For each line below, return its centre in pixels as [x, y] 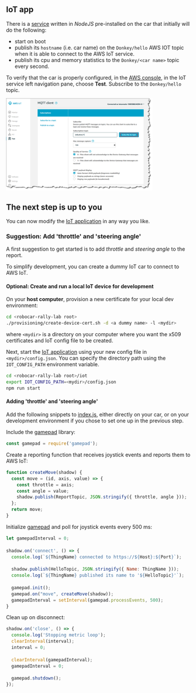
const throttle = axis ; [46, 485]
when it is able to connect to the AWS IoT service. [74, 54]
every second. [32, 66]
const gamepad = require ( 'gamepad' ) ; [52, 444]
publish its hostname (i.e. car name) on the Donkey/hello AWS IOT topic [99, 47]
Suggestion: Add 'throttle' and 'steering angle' [74, 236]
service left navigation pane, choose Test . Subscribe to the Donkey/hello [94, 84]
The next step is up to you [54, 207]
